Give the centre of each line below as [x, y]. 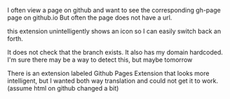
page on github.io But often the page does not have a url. [90, 18]
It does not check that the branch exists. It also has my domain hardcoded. [115, 52]
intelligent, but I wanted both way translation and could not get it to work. [113, 81]
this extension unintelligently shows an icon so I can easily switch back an [114, 31]
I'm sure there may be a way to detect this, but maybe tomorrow [100, 60]
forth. [15, 39]
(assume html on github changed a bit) [63, 88]
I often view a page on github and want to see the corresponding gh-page [114, 10]
